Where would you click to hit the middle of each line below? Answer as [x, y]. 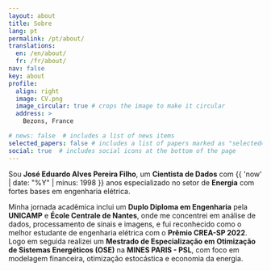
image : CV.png [39, 99]
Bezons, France [48, 121]
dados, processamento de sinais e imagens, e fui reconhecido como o [125, 224]
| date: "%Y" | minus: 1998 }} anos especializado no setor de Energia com [131, 182]
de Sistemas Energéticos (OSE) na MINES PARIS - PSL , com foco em [124, 250]
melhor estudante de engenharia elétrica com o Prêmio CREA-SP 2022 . [128, 232]
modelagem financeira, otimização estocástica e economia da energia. [126, 258]
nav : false [27, 69]
